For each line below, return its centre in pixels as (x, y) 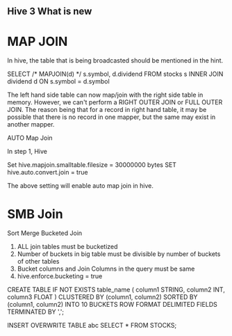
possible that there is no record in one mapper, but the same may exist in (111, 117)
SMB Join (35, 214)
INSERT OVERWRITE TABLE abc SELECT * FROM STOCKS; (92, 326)
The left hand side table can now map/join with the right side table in (105, 95)
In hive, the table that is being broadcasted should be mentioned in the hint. (115, 61)
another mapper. (31, 125)
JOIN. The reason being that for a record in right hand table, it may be (107, 110)
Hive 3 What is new (50, 11)
